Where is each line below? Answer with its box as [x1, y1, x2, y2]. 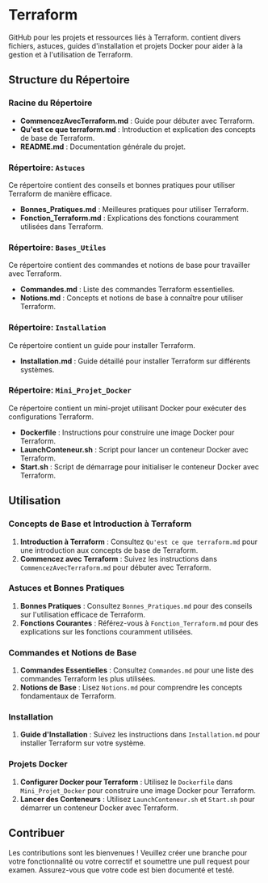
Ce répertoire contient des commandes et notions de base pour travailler [8, 261, 251, 270]
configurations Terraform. [8, 411, 94, 422]
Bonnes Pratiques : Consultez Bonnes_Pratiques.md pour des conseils [19, 601, 253, 610]
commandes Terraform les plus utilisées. [19, 674, 156, 684]
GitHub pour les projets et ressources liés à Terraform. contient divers [8, 32, 241, 42]
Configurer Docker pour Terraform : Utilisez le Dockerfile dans [19, 777, 233, 787]
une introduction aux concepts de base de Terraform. [19, 545, 199, 555]
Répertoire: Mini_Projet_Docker [8, 384, 132, 396]
